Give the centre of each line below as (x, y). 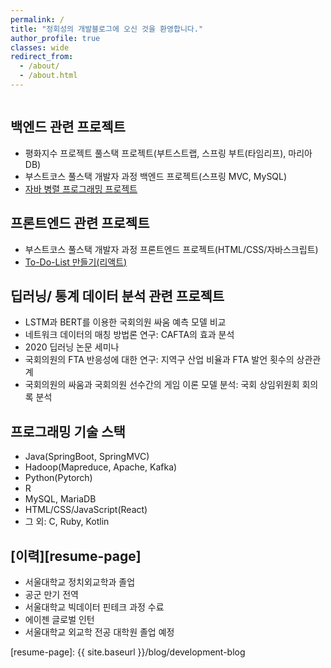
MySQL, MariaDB (60, 499)
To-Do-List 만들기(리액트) (76, 262)
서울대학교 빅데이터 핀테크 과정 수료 (94, 607)
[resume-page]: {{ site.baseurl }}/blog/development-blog (128, 652)
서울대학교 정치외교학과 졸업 (80, 582)
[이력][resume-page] (76, 556)
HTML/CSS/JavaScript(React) (86, 510)
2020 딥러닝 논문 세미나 (72, 347)
